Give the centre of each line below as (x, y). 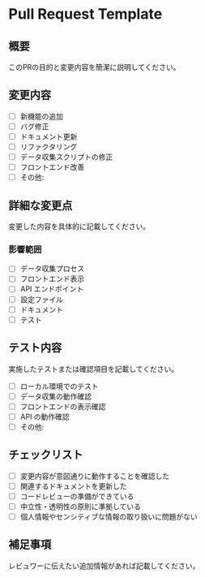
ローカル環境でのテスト (59, 386)
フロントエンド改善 (52, 167)
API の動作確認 (45, 416)
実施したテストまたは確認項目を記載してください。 (94, 369)
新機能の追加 (41, 116)
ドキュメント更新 (49, 136)
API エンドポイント (52, 289)
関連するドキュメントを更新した (73, 486)
